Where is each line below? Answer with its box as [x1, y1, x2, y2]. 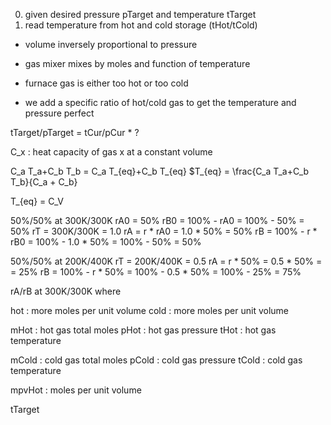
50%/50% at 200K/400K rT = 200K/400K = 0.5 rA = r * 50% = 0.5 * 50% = [10, 255, 323, 267]
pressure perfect [24, 107, 95, 119]
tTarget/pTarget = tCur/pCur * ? [10, 127, 140, 138]
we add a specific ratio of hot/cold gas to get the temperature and [24, 97, 297, 108]
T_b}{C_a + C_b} [10, 176, 78, 188]
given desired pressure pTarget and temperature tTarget [24, 9, 257, 20]
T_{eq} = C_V [10, 195, 64, 207]
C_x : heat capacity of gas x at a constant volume [10, 146, 213, 158]
